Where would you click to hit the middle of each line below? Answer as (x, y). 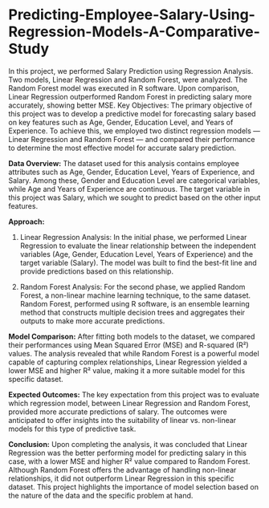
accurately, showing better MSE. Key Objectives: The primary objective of (130, 105)
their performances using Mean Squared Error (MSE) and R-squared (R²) (128, 345)
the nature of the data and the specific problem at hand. (101, 495)
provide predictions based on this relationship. (97, 271)
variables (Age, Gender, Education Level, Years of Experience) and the (137, 254)
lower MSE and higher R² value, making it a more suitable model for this (127, 370)
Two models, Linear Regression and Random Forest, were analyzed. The (128, 79)
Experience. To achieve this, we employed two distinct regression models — (134, 131)
